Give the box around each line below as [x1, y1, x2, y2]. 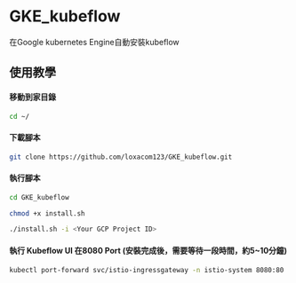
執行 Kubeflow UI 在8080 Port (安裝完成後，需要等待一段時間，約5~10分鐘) [9, 245, 287, 255]
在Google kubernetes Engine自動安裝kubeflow [9, 36, 180, 47]
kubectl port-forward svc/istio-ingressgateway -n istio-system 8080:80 [9, 265, 284, 274]
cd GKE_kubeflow [9, 193, 69, 201]
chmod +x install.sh [9, 208, 86, 218]
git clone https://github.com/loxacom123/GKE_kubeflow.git [9, 153, 233, 161]
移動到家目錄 [9, 91, 56, 102]
